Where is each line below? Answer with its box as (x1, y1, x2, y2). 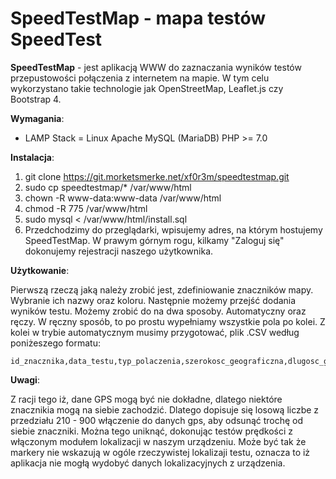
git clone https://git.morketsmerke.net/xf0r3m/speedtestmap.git (24, 170, 290, 182)
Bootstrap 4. (10, 93, 62, 105)
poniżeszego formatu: (10, 337, 101, 349)
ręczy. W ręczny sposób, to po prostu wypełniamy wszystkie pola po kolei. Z (10, 315, 326, 327)
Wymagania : (10, 112, 65, 124)
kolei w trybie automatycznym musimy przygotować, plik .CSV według (10, 326, 300, 338)
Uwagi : (10, 373, 40, 386)
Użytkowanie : (10, 264, 70, 276)
